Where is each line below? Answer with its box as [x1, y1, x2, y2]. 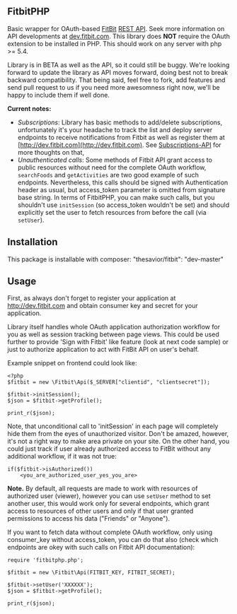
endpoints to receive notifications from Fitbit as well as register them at [17, 133, 225, 141]
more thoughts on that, [17, 148, 85, 156]
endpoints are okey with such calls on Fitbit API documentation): [7, 543, 195, 552]
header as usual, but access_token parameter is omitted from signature [17, 185, 226, 194]
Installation [7, 236, 58, 248]
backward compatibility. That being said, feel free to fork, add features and [7, 76, 226, 84]
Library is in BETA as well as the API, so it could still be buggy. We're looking [7, 60, 230, 69]
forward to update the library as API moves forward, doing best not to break [7, 68, 229, 76]
